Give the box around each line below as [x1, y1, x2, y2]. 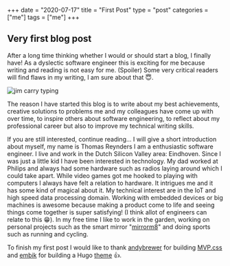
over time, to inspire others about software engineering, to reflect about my [7, 114, 220, 122]
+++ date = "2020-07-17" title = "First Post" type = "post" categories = [7, 6, 209, 14]
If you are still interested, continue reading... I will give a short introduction [7, 135, 217, 143]
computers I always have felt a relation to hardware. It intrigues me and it [7, 179, 214, 187]
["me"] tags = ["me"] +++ [7, 13, 80, 21]
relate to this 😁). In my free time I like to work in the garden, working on [7, 215, 210, 223]
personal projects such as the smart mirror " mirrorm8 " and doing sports [7, 223, 211, 231]
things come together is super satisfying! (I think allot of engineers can [7, 208, 207, 216]
